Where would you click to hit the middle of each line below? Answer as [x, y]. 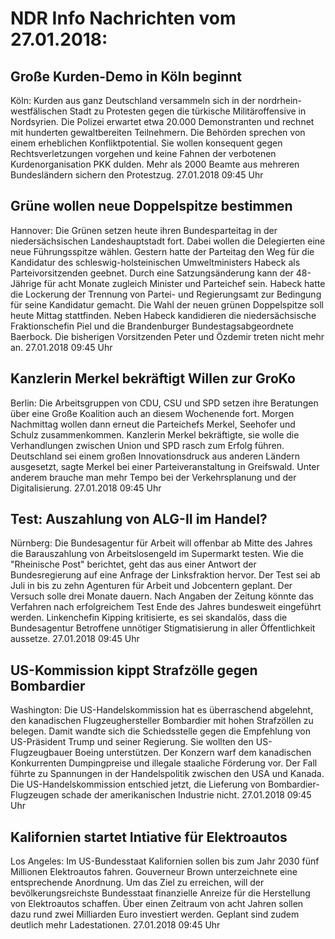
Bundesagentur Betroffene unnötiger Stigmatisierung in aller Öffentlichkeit [163, 628]
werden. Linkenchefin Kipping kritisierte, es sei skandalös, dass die [149, 618]
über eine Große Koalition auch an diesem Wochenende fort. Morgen [152, 413]
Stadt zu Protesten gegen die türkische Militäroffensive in [188, 111]
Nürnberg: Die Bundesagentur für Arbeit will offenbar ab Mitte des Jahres [161, 543]
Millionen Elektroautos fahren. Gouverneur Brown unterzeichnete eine [154, 872]
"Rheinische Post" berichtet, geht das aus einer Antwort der [133, 564]
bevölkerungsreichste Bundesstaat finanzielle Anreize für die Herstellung [160, 893]
